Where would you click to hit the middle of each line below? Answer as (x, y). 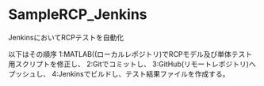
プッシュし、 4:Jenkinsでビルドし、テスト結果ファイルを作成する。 (119, 73)
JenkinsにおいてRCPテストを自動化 (66, 37)
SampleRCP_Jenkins (78, 15)
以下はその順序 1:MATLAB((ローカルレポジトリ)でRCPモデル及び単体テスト (130, 54)
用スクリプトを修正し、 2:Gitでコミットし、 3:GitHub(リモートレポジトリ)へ (132, 64)
